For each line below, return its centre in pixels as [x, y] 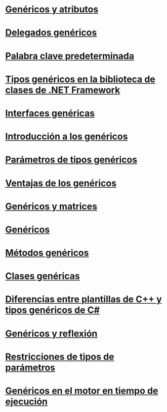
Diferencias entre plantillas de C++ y [83, 299]
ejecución [27, 402]
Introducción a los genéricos [67, 137]
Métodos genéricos [47, 253]
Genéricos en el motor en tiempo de [82, 391]
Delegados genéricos [51, 33]
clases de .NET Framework [63, 90]
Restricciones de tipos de [60, 357]
